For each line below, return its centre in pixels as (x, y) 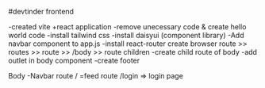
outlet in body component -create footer (74, 60)
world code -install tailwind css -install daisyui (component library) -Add (126, 35)
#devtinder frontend (41, 11)
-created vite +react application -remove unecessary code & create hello (127, 27)
